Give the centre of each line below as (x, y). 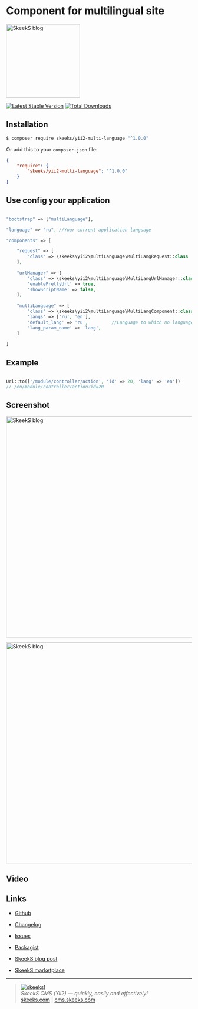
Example (22, 363)
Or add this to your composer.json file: (52, 149)
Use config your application (58, 201)
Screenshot (28, 405)
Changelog (28, 924)
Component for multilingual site (85, 11)
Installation (27, 125)
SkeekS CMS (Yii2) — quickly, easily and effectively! (84, 993)
